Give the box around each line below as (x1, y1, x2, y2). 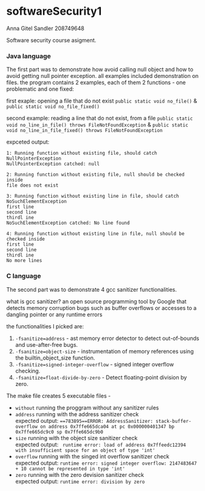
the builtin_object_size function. (15, 354, 95, 361)
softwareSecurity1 (6, 4, 102, 18)
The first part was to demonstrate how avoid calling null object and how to (6, 66, 194, 73)
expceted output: (6, 138, 50, 145)
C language (6, 272, 42, 280)
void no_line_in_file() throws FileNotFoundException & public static (6, 121, 188, 128)
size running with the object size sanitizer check (15, 434, 138, 441)
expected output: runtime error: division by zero (15, 477, 145, 485)
